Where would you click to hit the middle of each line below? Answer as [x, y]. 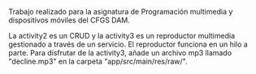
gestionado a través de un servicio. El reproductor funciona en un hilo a [128, 44]
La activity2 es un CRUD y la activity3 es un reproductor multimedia [122, 36]
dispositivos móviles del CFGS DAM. [69, 20]
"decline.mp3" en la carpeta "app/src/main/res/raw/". [98, 61]
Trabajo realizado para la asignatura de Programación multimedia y [121, 12]
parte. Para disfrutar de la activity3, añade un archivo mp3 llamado [120, 53]
